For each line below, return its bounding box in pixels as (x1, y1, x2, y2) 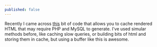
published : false (4, 7, 40, 12)
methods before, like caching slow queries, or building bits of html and (4, 31, 146, 37)
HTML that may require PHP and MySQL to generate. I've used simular (4, 25, 146, 32)
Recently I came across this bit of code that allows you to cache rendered (4, 21, 153, 26)
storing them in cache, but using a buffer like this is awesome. (4, 36, 129, 42)
